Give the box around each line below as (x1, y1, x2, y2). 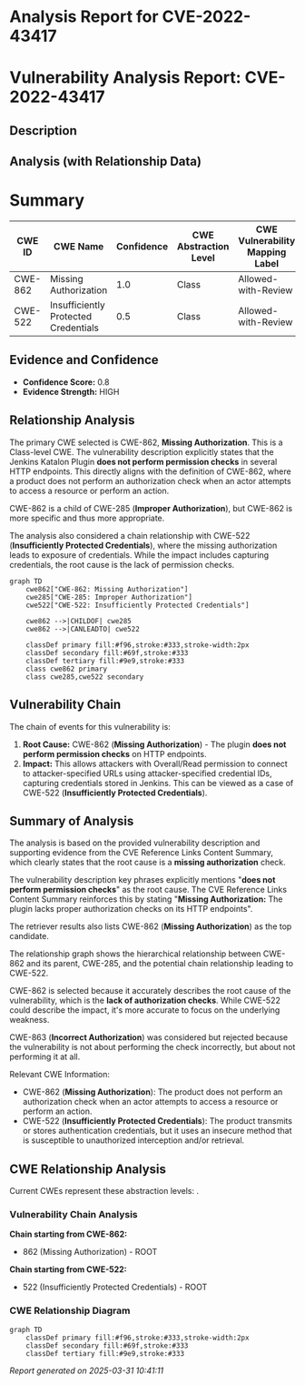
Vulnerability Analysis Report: (9, 67, 242, 88)
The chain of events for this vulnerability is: (9, 721, 171, 732)
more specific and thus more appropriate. (9, 512, 165, 523)
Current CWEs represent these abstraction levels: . (9, 1186, 200, 1197)
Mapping (246, 246, 287, 258)
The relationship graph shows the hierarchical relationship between (9, 948, 261, 959)
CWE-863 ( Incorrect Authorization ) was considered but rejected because (9, 1032, 289, 1043)
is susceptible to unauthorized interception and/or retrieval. (22, 1135, 245, 1146)
